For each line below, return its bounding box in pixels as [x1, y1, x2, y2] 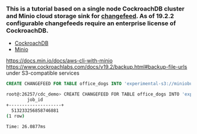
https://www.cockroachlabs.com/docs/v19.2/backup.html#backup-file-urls [6, 64, 188, 70]
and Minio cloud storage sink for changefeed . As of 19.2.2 [6, 12, 174, 20]
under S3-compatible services [6, 69, 80, 77]
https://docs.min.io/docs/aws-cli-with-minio [6, 57, 113, 64]
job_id [27, 97, 43, 103]
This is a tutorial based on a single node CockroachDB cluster [6, 5, 185, 13]
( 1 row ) [6, 113, 25, 119]
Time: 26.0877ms [6, 124, 46, 129]
